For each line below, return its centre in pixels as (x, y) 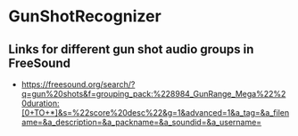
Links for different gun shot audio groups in (131, 49)
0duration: (40, 103)
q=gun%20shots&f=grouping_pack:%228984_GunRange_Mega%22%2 (153, 94)
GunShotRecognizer (85, 16)
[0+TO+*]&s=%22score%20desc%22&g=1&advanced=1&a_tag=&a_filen (155, 112)
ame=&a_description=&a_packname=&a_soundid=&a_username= (141, 122)
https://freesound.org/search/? (78, 84)
